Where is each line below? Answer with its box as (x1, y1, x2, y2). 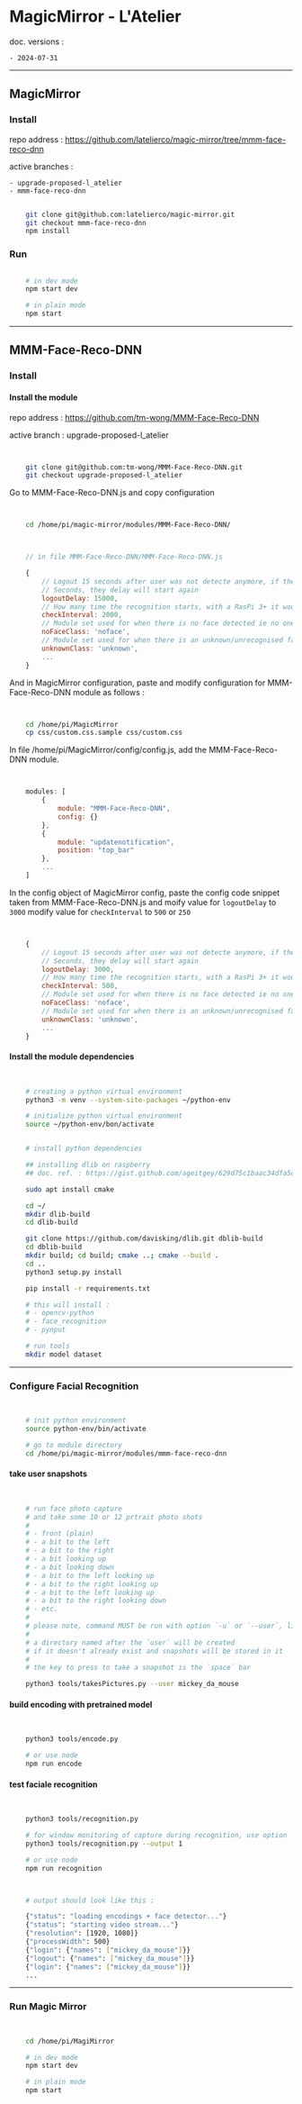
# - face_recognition (25, 1317, 106, 1326)
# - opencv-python (25, 1309, 94, 1318)
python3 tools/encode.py (25, 1735, 119, 1744)
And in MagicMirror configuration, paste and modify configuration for (9, 677, 266, 688)
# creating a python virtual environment (25, 1087, 182, 1096)
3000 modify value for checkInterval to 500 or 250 (9, 906, 191, 917)
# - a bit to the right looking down (25, 1596, 167, 1605)
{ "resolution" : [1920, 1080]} (25, 1929, 139, 1938)
